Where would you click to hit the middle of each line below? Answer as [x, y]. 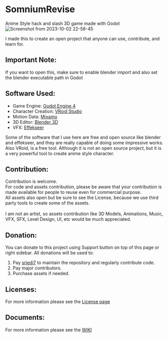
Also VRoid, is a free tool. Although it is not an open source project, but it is [83, 148]
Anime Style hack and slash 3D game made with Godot [62, 23]
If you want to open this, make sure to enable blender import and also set [81, 72]
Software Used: [30, 94]
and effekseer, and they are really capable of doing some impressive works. [84, 143]
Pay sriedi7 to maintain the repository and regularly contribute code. [84, 263]
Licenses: [21, 290]
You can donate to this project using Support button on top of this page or [82, 248]
